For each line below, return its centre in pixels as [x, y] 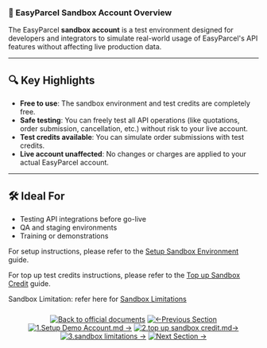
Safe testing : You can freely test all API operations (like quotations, [130, 120]
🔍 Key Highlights [52, 80]
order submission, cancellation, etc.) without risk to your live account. [134, 129]
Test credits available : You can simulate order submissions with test [132, 137]
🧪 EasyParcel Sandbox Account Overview [90, 13]
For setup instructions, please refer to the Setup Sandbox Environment [124, 251]
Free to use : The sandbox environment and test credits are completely [135, 103]
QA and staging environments [68, 227]
